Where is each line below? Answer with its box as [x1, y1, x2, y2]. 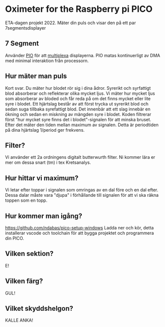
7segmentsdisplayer [5, 25, 46, 31]
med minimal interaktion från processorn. [5, 58, 89, 64]
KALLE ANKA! [5, 317, 33, 324]
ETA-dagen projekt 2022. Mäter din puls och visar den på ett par [5, 20, 136, 26]
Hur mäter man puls [5, 72, 67, 80]
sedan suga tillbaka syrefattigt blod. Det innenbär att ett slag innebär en [5, 106, 151, 112]
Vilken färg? [5, 277, 43, 286]
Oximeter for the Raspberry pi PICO [5, 3, 153, 15]
